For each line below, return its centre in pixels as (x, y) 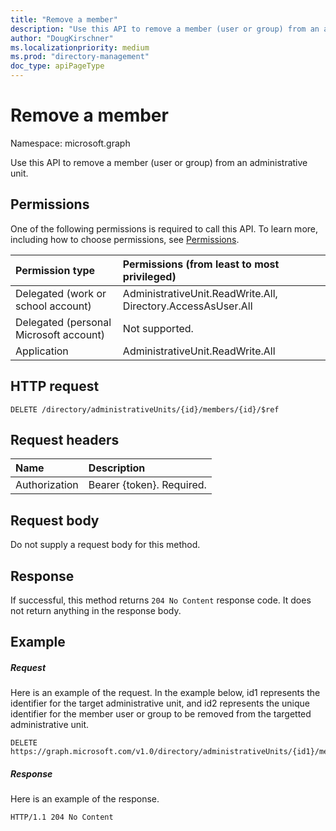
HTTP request (55, 386)
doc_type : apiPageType (57, 66)
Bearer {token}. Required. (147, 485)
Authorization (47, 485)
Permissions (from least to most (201, 264)
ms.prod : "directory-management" (80, 57)
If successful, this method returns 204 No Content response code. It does (161, 600)
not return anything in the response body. (96, 610)
